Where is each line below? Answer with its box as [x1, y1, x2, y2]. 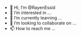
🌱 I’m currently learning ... [9, 15, 62, 20]
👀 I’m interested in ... [9, 10, 52, 16]
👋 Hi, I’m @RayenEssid [9, 5, 55, 10]
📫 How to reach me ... [9, 26, 55, 31]
